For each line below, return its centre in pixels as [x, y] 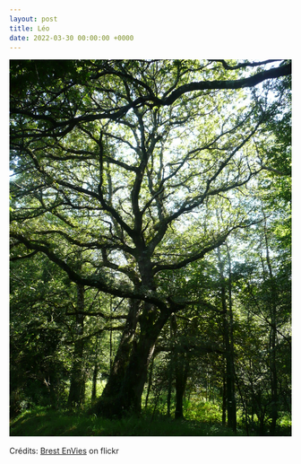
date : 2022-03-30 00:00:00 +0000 [72, 38]
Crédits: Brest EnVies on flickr [64, 451]
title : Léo [30, 28]
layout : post [34, 19]
